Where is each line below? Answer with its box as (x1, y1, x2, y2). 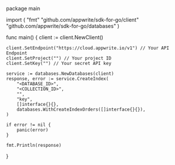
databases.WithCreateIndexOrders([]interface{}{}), (16, 106, 146, 112)
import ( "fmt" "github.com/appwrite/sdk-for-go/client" (6, 16, 139, 23)
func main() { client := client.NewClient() (6, 34, 104, 40)
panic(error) (16, 127, 49, 133)
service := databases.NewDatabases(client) (6, 71, 115, 77)
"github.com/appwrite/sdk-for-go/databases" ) (6, 23, 120, 29)
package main (6, 5, 41, 12)
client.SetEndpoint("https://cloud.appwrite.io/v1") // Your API (6, 45, 169, 51)
